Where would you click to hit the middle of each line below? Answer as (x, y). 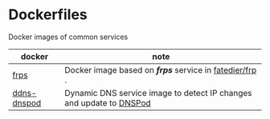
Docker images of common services (68, 37)
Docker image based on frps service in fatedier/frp (160, 69)
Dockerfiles (48, 15)
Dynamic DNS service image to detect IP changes (158, 93)
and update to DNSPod (107, 103)
